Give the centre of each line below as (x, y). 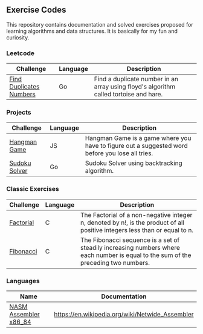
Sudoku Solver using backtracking (134, 163)
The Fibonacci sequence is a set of (130, 240)
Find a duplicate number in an (136, 79)
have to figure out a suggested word (137, 146)
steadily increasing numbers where (130, 247)
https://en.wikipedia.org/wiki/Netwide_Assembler (124, 314)
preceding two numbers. (115, 262)
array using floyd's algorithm (135, 87)
